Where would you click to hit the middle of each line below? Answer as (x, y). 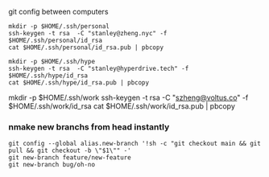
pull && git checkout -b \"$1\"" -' (70, 151)
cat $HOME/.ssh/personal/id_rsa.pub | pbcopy (86, 47)
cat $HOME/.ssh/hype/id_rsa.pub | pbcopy (79, 83)
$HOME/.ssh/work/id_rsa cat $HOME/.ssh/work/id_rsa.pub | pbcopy (122, 106)
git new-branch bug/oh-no (52, 165)
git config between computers (58, 12)
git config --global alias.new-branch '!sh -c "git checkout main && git (135, 144)
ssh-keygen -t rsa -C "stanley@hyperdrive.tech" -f (99, 68)
